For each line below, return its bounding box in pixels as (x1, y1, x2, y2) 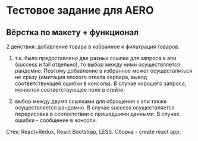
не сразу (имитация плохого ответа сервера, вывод (14, 74, 147, 80)
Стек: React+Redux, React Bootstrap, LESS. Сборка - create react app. (6, 129, 181, 135)
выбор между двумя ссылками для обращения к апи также (14, 98, 167, 105)
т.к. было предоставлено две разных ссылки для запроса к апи (14, 55, 177, 61)
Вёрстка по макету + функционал (6, 27, 139, 37)
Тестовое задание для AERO (6, 4, 154, 17)
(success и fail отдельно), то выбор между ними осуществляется (14, 61, 180, 68)
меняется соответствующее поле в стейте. (14, 86, 125, 93)
